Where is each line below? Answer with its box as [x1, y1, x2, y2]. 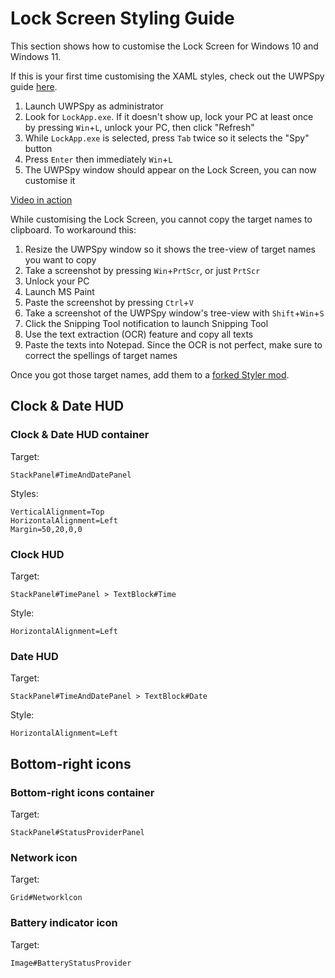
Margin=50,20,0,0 [10, 524, 83, 534]
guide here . [10, 80, 58, 92]
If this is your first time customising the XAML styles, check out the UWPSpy [10, 70, 325, 82]
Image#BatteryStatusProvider [10, 958, 132, 968]
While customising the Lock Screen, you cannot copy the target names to [10, 213, 313, 225]
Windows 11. [10, 50, 62, 62]
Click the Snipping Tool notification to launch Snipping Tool [24, 317, 269, 329]
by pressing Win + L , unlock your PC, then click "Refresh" [24, 121, 255, 133]
